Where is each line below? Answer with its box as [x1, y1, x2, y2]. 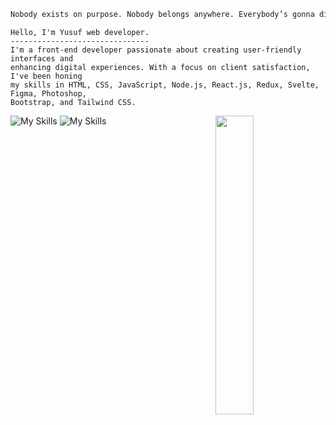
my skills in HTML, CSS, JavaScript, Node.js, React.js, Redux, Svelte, [10, 80, 320, 90]
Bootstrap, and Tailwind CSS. [10, 97, 137, 107]
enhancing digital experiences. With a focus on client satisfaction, [10, 62, 311, 72]
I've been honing [10, 71, 83, 81]
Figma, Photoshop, [10, 88, 87, 99]
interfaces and [10, 53, 74, 64]
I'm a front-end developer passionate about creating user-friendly [10, 45, 302, 55]
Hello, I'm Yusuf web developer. [10, 27, 150, 37]
